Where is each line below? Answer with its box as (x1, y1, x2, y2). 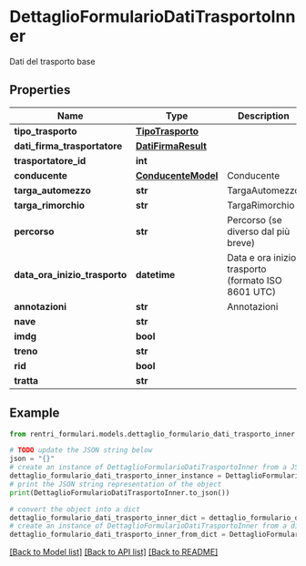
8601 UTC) (227, 285, 276, 298)
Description (237, 109, 290, 122)
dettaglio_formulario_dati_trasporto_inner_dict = (9, 513, 206, 522)
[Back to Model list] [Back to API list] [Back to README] (9, 547, 219, 558)
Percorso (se (227, 213, 282, 226)
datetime (135, 268, 176, 281)
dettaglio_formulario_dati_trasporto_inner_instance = (9, 471, 222, 480)
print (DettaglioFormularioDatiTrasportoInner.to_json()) (9, 488, 230, 498)
